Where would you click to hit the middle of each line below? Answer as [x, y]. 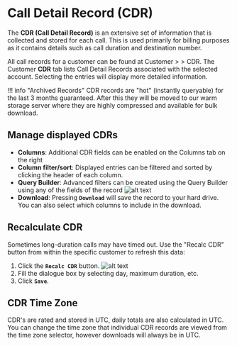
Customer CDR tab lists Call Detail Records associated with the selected [112, 69]
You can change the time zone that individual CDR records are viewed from [117, 328]
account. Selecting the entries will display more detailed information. [108, 77]
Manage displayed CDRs [63, 135]
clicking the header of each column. [70, 174]
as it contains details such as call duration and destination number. [105, 48]
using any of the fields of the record [70, 190]
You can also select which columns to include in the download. [110, 205]
